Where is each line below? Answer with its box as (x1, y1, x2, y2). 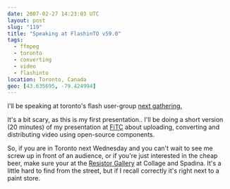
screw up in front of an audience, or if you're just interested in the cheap (7, 152, 218, 160)
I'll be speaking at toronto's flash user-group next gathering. (7, 102, 182, 110)
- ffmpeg (13, 43, 40, 50)
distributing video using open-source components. (7, 130, 155, 139)
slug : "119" (7, 23, 42, 30)
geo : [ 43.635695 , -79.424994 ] (7, 83, 97, 90)
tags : (7, 37, 23, 44)
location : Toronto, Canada (7, 75, 87, 83)
